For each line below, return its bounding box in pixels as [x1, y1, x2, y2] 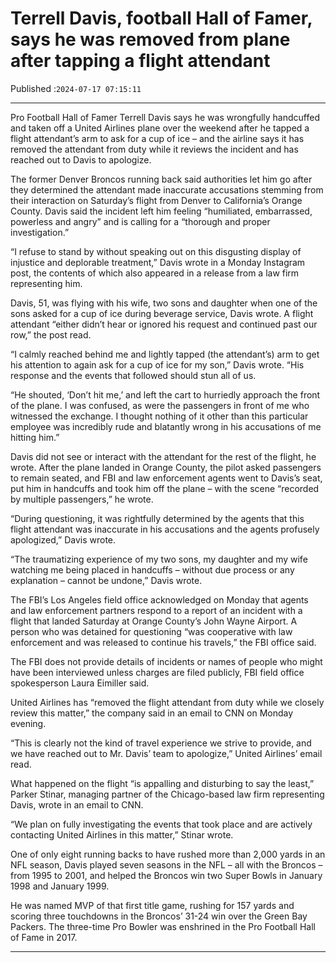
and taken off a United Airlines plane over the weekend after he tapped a [10, 122, 310, 134]
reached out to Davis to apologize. [10, 153, 152, 166]
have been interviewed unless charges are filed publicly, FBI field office [10, 666, 305, 678]
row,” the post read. [10, 328, 92, 341]
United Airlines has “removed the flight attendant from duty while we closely [10, 696, 325, 708]
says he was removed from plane [10, 28, 291, 51]
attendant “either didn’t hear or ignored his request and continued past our [10, 318, 318, 330]
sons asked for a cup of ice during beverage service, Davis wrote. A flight [10, 307, 314, 319]
